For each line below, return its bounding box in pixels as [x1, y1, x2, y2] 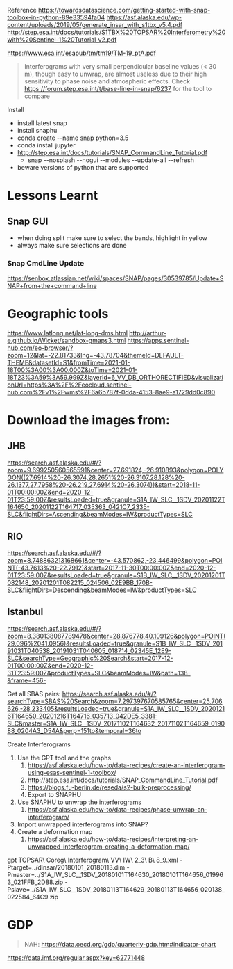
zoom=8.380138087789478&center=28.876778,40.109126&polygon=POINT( [7, 632, 226, 640]
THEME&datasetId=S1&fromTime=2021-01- [7, 358, 130, 367]
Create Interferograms [7, 740, 71, 748]
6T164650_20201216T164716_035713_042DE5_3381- [7, 712, 158, 720]
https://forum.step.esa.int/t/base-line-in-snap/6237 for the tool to [24, 85, 212, 93]
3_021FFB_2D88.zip [7, 878, 64, 886]
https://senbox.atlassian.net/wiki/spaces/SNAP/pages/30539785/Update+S [7, 274, 224, 282]
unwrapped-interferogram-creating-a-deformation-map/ [27, 842, 190, 851]
